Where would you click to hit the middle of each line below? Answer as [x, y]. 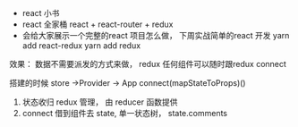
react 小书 [41, 13]
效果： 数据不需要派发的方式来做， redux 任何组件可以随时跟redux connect [148, 64]
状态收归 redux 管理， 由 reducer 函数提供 [100, 102]
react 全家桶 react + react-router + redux [98, 24]
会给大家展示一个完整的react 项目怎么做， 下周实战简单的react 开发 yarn [156, 35]
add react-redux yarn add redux [81, 46]
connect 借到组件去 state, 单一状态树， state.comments [125, 113]
